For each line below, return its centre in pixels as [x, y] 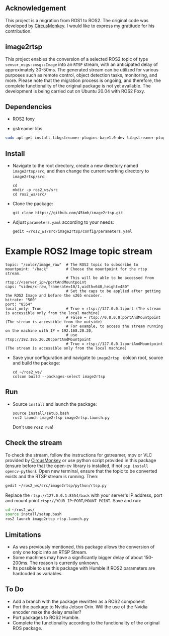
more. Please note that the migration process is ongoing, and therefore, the [83, 80]
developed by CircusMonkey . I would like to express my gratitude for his [80, 26]
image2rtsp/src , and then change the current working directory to [81, 171]
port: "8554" [19, 304]
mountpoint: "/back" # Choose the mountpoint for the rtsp [76, 269]
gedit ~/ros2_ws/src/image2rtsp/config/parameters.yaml [72, 232]
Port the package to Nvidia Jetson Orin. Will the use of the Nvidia [80, 607]
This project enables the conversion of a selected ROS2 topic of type [77, 59]
